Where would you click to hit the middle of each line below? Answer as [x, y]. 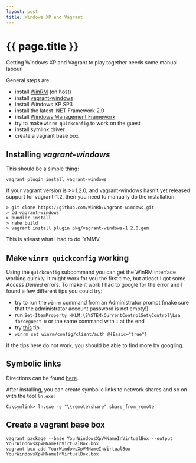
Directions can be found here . [42, 378]
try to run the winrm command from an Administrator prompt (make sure [102, 303]
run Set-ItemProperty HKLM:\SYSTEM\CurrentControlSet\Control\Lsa [97, 315]
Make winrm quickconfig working [68, 258]
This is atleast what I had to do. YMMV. [53, 239]
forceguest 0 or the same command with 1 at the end [79, 321]
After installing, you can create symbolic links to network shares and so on [97, 389]
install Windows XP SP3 [44, 105]
